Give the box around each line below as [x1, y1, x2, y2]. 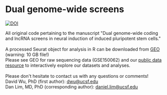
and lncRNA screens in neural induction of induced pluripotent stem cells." [5, 35, 161, 41]
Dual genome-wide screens [5, 4, 124, 15]
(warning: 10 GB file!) [5, 52, 49, 58]
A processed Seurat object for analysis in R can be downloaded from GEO [5, 46, 160, 52]
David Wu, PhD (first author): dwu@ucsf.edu [5, 78, 98, 84]
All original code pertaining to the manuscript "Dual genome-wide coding [5, 30, 158, 36]
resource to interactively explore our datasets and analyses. [5, 62, 130, 68]
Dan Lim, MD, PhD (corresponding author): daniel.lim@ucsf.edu [5, 83, 138, 89]
